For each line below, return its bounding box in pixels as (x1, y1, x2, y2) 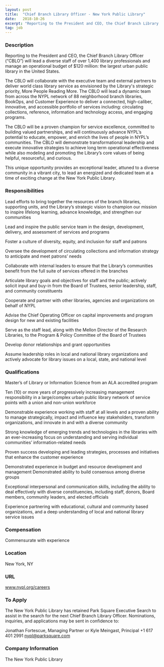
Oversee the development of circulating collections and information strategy (5, 248, 159, 254)
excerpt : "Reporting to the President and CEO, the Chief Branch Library (5, 21, 159, 26)
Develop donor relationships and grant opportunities (5, 342, 111, 347)
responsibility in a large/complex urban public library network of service (5, 395, 150, 400)
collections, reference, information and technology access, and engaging (5, 109, 153, 115)
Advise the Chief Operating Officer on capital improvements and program (5, 312, 153, 318)
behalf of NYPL (5, 302, 36, 308)
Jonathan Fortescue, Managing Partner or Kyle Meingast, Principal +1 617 (5, 628, 153, 634)
